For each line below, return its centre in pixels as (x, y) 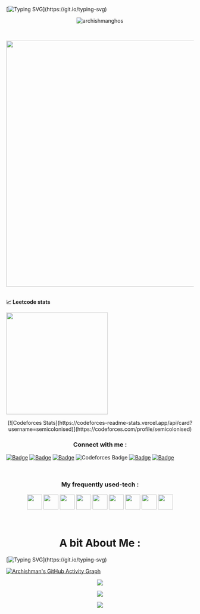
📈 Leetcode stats (28, 302)
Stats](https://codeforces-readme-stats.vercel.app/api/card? (118, 423)
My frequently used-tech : (100, 485)
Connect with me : (100, 445)
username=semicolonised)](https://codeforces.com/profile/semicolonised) (100, 429)
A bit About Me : (100, 543)
